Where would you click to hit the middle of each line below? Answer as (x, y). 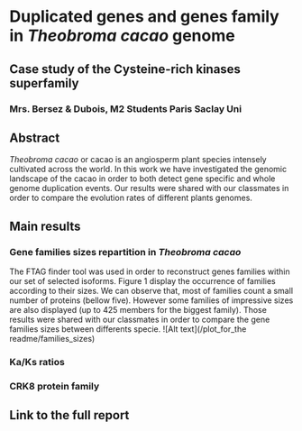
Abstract (35, 138)
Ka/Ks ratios (37, 362)
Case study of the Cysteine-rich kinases (125, 69)
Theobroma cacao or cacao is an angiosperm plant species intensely (138, 160)
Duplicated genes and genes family (144, 17)
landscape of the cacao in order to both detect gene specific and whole (142, 179)
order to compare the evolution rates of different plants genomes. (131, 198)
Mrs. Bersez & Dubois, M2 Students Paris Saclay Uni (125, 108)
